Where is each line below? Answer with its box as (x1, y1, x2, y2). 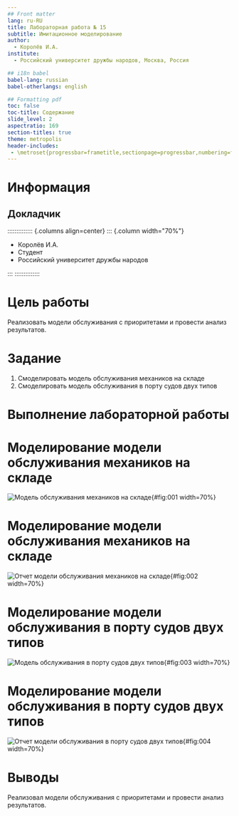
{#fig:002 (170, 572, 198, 581)
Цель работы (7, 294, 90, 311)
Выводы (7, 770, 59, 786)
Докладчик (7, 207, 61, 220)
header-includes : (7, 142, 59, 150)
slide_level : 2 (7, 115, 53, 123)
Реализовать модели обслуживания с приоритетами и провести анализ (7, 318, 227, 326)
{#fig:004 (182, 737, 211, 745)
